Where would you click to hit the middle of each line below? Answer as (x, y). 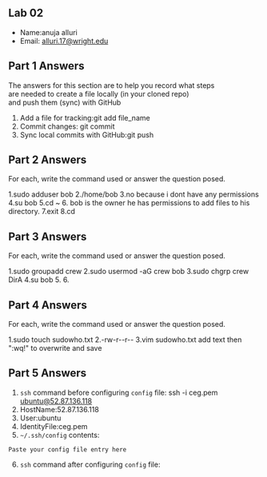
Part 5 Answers (48, 374)
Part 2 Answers (48, 160)
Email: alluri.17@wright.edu (64, 41)
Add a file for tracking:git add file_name (85, 117)
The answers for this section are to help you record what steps (112, 85)
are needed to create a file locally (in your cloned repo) (99, 93)
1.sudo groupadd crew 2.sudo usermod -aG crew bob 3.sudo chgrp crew (129, 272)
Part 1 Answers (47, 66)
